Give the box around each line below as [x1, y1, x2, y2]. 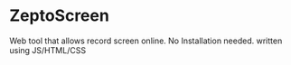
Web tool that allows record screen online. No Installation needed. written [9, 35, 283, 46]
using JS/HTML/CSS [9, 44, 87, 55]
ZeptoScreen [9, 5, 110, 26]
